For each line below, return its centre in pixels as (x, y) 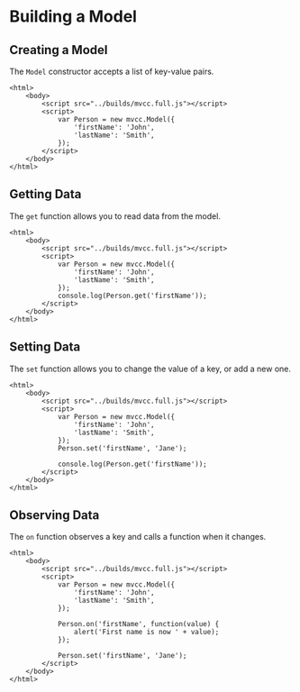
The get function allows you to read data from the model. (115, 216)
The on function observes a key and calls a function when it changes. (138, 537)
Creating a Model (59, 50)
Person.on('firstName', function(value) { (138, 624)
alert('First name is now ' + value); (146, 633)
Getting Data (45, 194)
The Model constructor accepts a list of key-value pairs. (112, 71)
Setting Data (45, 347)
